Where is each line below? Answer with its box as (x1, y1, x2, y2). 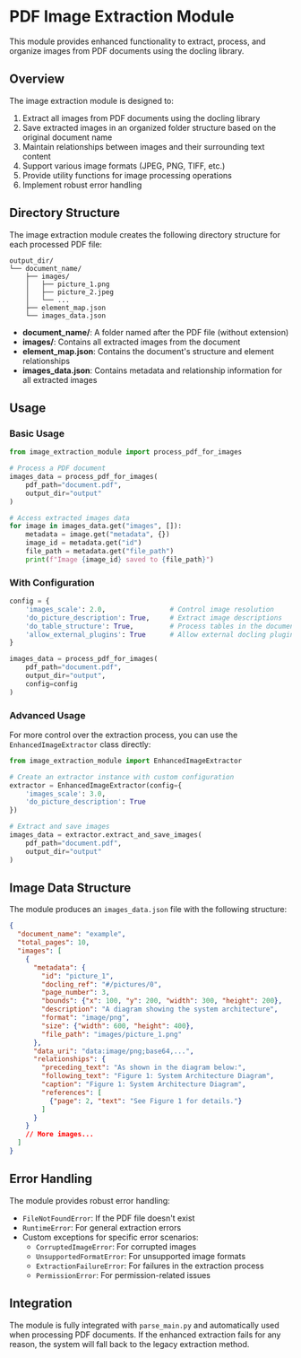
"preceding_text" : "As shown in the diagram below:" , (41, 1063, 246, 1073)
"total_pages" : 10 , (17, 938, 90, 947)
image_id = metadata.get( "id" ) (25, 538, 142, 548)
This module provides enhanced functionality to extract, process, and (9, 36, 266, 47)
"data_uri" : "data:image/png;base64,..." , (32, 1047, 194, 1056)
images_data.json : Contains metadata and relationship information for (21, 365, 283, 376)
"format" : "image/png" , (41, 1014, 130, 1023)
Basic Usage (9, 427, 65, 440)
